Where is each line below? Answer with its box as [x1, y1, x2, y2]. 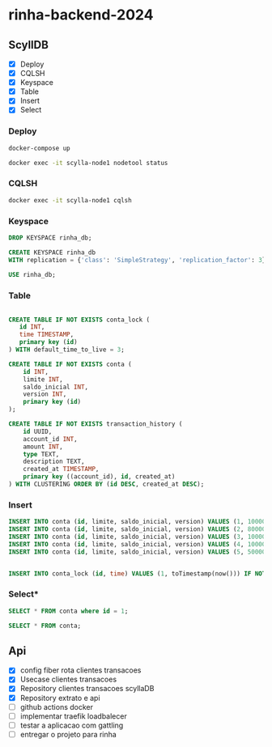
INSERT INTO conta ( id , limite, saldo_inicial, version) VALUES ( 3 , [8, 533, 244, 541]
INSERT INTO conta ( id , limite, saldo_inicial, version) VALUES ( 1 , [8, 518, 244, 526]
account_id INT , [23, 435, 79, 443]
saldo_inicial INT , [23, 383, 89, 391]
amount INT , [23, 443, 63, 451]
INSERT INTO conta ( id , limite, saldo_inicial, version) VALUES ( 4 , [8, 540, 244, 548]
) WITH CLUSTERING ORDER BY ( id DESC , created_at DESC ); [8, 480, 205, 489]
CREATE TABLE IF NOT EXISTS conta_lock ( [8, 316, 151, 324]
